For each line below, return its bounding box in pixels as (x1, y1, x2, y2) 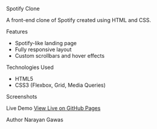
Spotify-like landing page (14, 40, 77, 46)
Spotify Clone (6, 5, 40, 12)
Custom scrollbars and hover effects (14, 52, 105, 59)
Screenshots (6, 93, 38, 100)
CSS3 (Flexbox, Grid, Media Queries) (14, 81, 106, 89)
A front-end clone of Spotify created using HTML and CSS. (6, 17, 151, 23)
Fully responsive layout (14, 46, 72, 53)
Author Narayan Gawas (6, 116, 64, 123)
